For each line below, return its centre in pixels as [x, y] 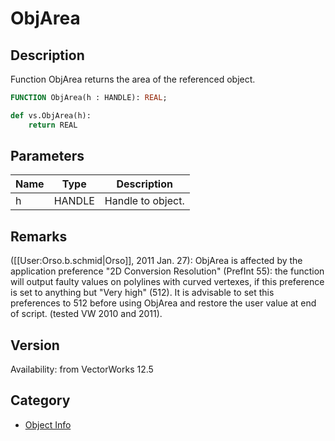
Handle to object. [144, 201]
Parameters [47, 156]
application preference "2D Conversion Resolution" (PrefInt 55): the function [167, 271]
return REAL [53, 125]
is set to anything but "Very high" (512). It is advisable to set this [142, 293]
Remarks [39, 236]
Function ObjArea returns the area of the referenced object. [133, 79]
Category [40, 400]
